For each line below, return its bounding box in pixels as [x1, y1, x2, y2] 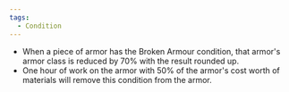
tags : [9, 13, 30, 22]
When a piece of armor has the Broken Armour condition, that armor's [21, 46, 281, 56]
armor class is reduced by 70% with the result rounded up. [21, 55, 240, 66]
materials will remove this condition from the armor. [21, 74, 212, 85]
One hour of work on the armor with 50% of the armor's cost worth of [21, 64, 280, 76]
